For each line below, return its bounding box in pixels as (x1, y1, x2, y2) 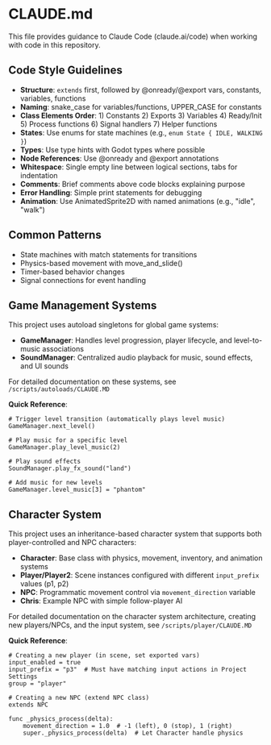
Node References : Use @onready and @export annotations (19, 153, 219, 163)
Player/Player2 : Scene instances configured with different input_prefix (19, 570, 260, 581)
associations (42, 344, 85, 354)
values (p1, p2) (19, 579, 69, 589)
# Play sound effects (8, 457, 81, 466)
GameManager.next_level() (8, 422, 95, 431)
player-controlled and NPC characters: (8, 538, 137, 547)
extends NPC (8, 701, 48, 710)
